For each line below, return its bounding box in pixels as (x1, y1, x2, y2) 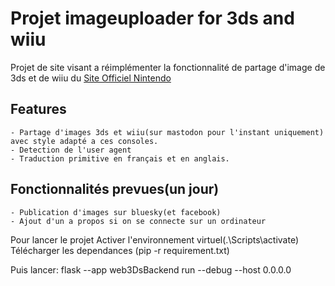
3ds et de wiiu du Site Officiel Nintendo (10, 72, 172, 84)
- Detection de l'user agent (10, 145, 132, 155)
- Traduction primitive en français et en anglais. (10, 153, 230, 164)
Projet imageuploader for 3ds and (10, 7, 295, 30)
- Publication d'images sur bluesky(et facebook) (10, 207, 222, 217)
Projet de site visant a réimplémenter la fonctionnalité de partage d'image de (10, 61, 326, 73)
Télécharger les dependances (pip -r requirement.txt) (10, 244, 230, 256)
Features (10, 101, 67, 118)
